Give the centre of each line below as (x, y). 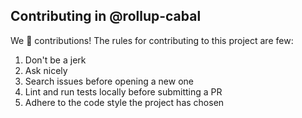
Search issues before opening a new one (109, 81)
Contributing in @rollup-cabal (106, 16)
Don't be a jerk (55, 60)
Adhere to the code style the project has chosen (124, 102)
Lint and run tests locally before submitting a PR (123, 91)
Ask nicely (46, 70)
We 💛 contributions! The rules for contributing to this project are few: (152, 40)
